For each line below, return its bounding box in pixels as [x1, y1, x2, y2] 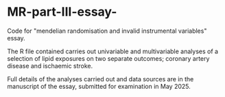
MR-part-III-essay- [7, 4, 117, 20]
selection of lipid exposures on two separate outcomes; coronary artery [7, 54, 210, 62]
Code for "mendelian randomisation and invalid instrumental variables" [7, 27, 207, 35]
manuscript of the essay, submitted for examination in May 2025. [7, 82, 191, 90]
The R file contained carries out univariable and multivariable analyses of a [7, 47, 218, 55]
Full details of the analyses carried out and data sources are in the [7, 74, 194, 83]
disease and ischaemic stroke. [7, 61, 93, 70]
